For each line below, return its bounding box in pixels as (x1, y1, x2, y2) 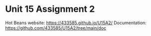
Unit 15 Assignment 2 (5, 3, 95, 15)
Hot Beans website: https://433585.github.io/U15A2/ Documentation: (5, 20, 147, 26)
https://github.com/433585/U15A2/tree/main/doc (5, 25, 107, 31)
